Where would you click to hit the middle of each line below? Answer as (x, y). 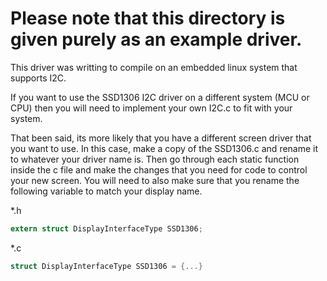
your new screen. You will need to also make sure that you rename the (155, 180)
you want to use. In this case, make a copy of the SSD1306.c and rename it (164, 148)
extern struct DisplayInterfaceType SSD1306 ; (106, 228)
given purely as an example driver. (156, 39)
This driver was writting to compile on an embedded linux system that (154, 67)
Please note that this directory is (148, 18)
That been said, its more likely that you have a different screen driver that (161, 138)
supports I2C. (38, 78)
